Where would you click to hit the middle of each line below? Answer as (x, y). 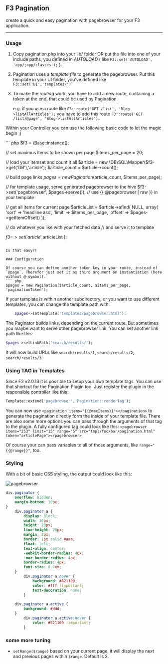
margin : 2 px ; (37, 535)
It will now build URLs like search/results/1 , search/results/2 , (70, 352)
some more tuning (28, 640)
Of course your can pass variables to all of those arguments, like (72, 445)
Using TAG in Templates (35, 370)
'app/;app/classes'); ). (37, 65)
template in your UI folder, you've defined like (60, 80)
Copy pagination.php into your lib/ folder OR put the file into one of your (87, 54)
